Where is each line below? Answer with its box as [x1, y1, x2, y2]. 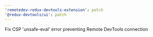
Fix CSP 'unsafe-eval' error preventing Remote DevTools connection [5, 26, 148, 32]
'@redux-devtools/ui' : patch [5, 12, 67, 17]
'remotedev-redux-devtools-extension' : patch [5, 7, 103, 13]
